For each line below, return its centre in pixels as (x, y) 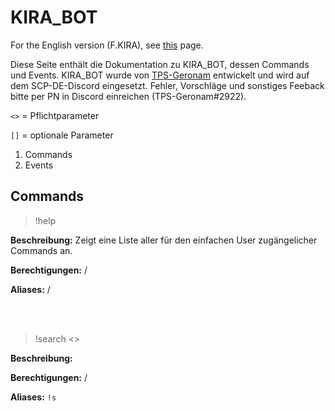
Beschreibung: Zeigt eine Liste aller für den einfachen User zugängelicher (164, 240)
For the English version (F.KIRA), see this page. (107, 45)
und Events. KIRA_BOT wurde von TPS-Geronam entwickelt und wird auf (160, 75)
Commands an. (41, 250)
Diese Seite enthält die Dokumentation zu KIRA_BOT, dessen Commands (160, 64)
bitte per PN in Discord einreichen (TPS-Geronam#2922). (128, 96)
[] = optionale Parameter (62, 135)
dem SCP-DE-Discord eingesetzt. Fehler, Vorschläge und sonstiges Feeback (167, 85)
